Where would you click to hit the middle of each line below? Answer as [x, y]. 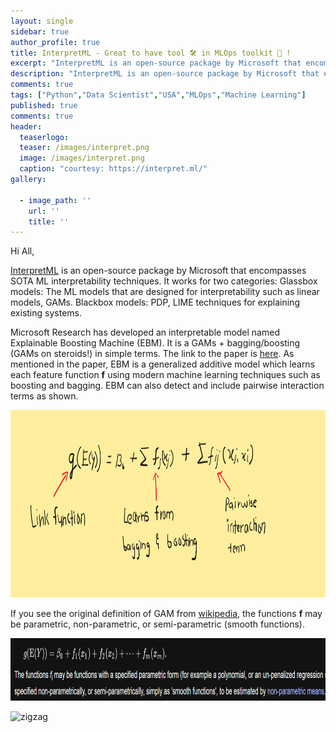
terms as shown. [44, 396]
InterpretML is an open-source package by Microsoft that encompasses [158, 271]
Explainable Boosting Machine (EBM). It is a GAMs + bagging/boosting [155, 343]
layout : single [42, 21]
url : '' [44, 211]
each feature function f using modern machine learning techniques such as [165, 375]
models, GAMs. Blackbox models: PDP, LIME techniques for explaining [155, 302]
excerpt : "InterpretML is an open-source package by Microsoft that [156, 63]
